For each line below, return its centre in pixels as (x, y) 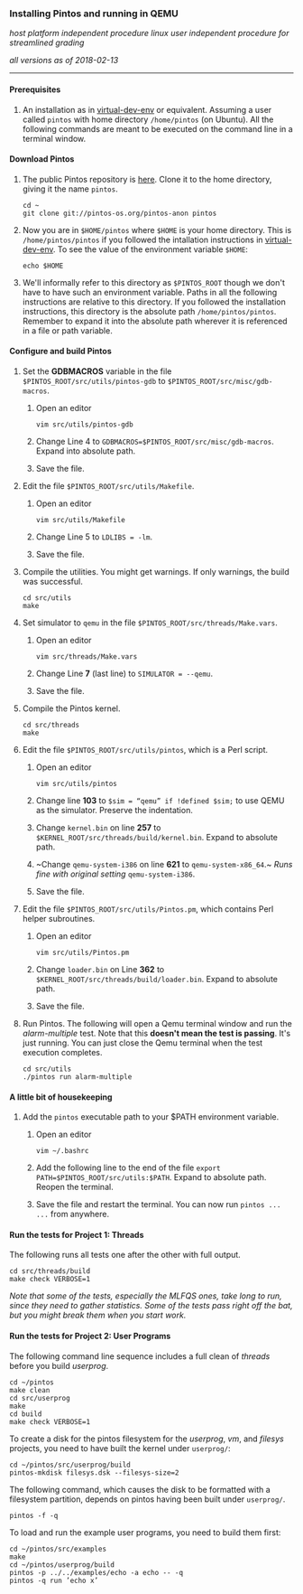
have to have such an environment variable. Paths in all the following (150, 292)
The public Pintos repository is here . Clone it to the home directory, (147, 179)
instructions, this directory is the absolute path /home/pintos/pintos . (149, 311)
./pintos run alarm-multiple (77, 1077)
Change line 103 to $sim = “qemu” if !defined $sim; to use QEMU (160, 800)
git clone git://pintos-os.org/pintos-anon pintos (119, 213)
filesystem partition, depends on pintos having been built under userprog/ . (147, 1499)
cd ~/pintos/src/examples (58, 1549)
